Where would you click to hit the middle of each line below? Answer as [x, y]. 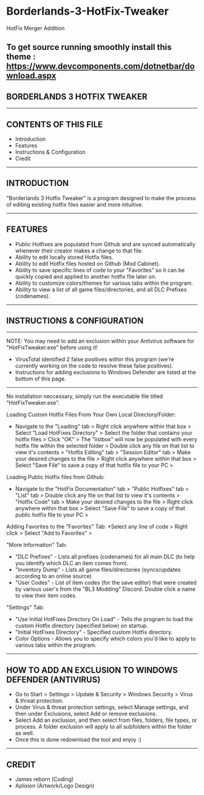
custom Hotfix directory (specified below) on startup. [82, 626]
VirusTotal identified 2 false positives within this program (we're [94, 359]
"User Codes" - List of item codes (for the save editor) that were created [106, 583]
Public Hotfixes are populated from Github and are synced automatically [105, 244]
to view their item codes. [46, 596]
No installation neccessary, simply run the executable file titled [85, 396]
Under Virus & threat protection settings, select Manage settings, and [102, 707]
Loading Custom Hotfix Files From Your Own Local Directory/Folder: [91, 415]
